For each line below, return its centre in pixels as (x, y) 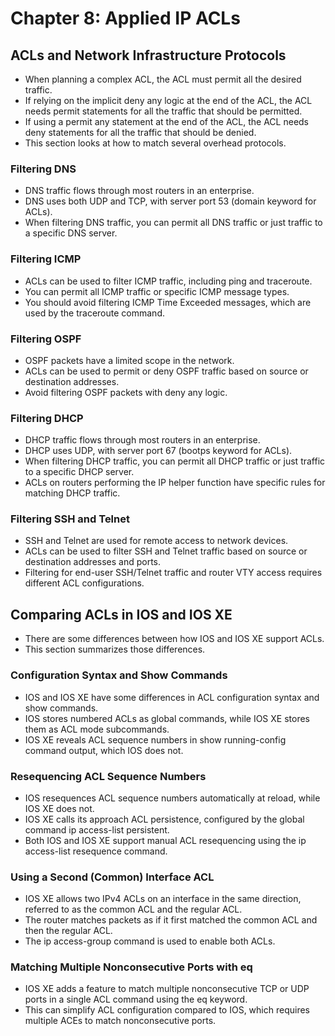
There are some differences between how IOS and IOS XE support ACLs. (174, 639)
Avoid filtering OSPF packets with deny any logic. (126, 392)
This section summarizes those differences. (115, 649)
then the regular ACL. (68, 931)
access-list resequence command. (96, 851)
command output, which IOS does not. (104, 750)
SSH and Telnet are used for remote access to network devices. (156, 541)
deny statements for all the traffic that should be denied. (140, 132)
